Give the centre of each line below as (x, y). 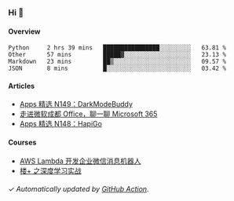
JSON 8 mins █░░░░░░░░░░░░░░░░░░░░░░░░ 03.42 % (117, 69)
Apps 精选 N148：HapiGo (60, 124)
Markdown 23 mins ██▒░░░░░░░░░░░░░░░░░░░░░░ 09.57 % (117, 62)
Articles (22, 86)
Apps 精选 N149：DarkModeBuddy (76, 104)
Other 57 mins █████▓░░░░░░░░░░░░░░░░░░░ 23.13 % (117, 55)
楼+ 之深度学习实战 (50, 170)
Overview (24, 31)
